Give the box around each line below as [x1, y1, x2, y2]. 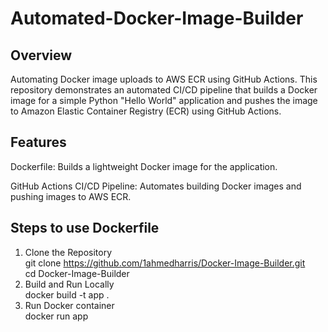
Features [10, 134, 67, 151]
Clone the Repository [24, 246, 113, 258]
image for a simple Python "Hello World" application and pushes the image [10, 95, 318, 106]
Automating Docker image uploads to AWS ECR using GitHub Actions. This [10, 73, 318, 85]
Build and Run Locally [24, 278, 115, 290]
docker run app [24, 310, 89, 322]
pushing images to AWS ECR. [10, 190, 132, 202]
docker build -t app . [24, 288, 110, 301]
